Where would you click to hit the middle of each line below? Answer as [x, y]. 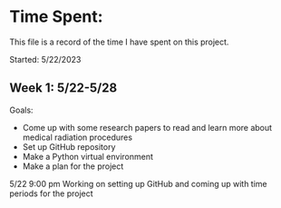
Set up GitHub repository [69, 146]
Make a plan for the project [73, 166]
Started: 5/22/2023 [45, 59]
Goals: [21, 110]
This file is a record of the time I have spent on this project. [119, 42]
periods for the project [51, 193]
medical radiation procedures [78, 137]
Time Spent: [56, 17]
